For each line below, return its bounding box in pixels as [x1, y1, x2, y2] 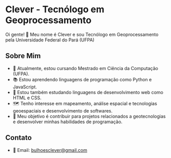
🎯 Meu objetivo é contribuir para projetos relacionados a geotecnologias [12, 113, 166, 119]
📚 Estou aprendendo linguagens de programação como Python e [12, 76, 152, 82]
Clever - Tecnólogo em [5, 4, 104, 15]
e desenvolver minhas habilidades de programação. [12, 119, 123, 125]
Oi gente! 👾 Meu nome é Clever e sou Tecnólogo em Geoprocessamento [5, 31, 159, 37]
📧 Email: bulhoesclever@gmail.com [12, 147, 87, 153]
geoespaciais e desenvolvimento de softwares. [12, 107, 113, 114]
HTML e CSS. [12, 95, 42, 101]
